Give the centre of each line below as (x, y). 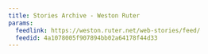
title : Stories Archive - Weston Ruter (74, 15)
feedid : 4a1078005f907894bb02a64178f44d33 (87, 38)
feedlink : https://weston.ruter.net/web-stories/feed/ (108, 30)
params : (21, 23)
